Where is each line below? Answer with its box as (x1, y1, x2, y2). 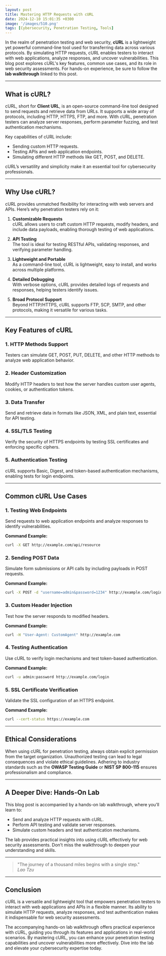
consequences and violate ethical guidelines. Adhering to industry (5, 759, 140, 765)
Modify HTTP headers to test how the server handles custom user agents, (5, 381, 156, 387)
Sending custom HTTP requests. (12, 143, 79, 149)
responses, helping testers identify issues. (12, 287, 99, 293)
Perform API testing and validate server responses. (12, 822, 117, 828)
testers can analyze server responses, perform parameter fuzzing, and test (5, 119, 158, 124)
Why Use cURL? (5, 188, 55, 196)
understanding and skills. (5, 847, 56, 853)
